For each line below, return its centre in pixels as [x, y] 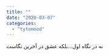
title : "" [19, 12]
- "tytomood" [28, 29]
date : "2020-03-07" [31, 18]
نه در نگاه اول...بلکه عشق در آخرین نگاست [55, 46]
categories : [21, 23]
